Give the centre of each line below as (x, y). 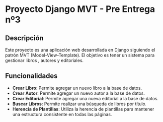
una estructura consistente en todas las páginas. (62, 114)
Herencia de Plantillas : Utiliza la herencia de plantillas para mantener (83, 109)
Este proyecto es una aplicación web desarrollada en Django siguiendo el (80, 50)
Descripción (24, 38)
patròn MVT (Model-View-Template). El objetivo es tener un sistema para (80, 55)
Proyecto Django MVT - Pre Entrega (80, 9)
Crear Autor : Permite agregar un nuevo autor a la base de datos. (79, 93)
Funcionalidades (32, 76)
